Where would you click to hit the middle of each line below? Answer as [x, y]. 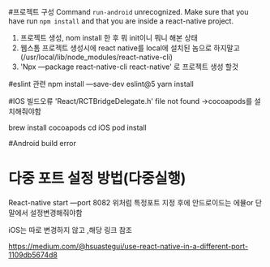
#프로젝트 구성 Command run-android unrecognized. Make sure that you [129, 12]
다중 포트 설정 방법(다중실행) [97, 179]
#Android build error [43, 143]
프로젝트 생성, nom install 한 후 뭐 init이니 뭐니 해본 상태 [109, 38]
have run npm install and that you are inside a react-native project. [121, 21]
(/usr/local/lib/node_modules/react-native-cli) [96, 57]
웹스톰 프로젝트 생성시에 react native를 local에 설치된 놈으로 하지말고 [130, 48]
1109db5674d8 [33, 255]
